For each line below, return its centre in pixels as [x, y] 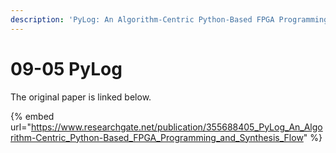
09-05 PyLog [66, 68]
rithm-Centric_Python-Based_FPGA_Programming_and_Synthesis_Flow [157, 137]
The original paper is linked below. [81, 97]
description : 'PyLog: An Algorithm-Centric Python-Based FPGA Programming [169, 19]
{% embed [32, 116]
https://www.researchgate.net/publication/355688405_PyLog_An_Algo [176, 127]
